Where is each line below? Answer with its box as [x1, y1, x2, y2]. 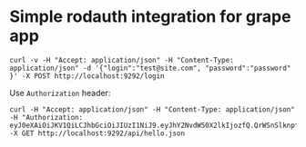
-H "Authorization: [9, 113, 84, 122]
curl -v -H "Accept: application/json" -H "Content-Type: [9, 55, 234, 64]
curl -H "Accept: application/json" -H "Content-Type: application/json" [9, 104, 296, 114]
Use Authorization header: [9, 87, 111, 98]
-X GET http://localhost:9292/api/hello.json [9, 129, 185, 138]
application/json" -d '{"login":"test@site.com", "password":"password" [9, 64, 291, 73]
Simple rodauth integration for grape [9, 6, 291, 27]
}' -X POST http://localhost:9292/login [9, 71, 166, 81]
